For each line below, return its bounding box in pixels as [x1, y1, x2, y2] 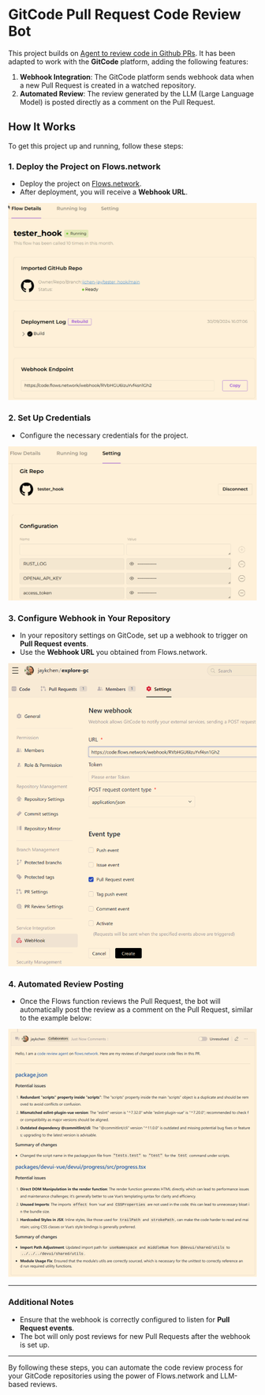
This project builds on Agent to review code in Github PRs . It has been [8, 48, 236, 58]
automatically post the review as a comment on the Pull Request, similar [19, 1005, 254, 1014]
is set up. [19, 1340, 50, 1349]
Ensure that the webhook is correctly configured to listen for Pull [19, 1314, 230, 1324]
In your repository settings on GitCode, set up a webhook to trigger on [19, 630, 248, 641]
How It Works [8, 120, 77, 133]
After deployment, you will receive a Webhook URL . [19, 187, 188, 197]
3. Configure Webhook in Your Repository [8, 612, 171, 623]
